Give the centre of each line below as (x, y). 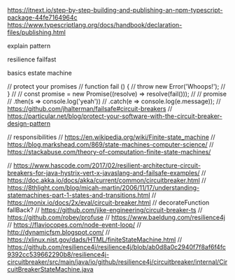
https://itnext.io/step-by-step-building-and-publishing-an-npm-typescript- (115, 10)
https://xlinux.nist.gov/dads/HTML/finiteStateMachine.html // (95, 240)
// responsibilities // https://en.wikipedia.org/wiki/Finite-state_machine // (111, 137)
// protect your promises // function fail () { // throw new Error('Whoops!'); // (116, 86)
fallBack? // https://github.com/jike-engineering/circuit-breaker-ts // (105, 210)
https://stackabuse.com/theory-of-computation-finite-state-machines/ (109, 152)
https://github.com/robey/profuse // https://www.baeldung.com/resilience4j (116, 217)
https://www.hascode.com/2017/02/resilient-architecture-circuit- (107, 165)
